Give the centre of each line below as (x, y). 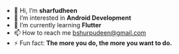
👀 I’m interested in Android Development (72, 18)
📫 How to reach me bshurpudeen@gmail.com (80, 33)
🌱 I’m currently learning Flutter (57, 25)
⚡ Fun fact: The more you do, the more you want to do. (93, 43)
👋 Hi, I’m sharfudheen (45, 11)
